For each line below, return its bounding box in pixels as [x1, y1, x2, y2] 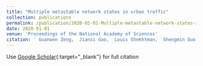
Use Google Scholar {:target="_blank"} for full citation [6, 53, 139, 60]
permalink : [6, 20, 34, 26]
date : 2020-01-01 [6, 25, 50, 32]
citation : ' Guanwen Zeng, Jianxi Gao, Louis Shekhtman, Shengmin [6, 37, 185, 43]
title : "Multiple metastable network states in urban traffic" [6, 8, 169, 15]
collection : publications [6, 14, 71, 20]
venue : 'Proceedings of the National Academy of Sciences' [6, 31, 158, 37]
